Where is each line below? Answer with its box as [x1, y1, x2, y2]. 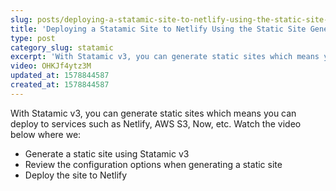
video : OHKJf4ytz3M [10, 61, 92, 71]
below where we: [10, 128, 82, 140]
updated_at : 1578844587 [10, 71, 110, 81]
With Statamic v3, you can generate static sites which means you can [10, 107, 297, 119]
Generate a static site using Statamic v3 [24, 147, 190, 160]
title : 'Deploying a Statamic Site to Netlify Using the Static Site [10, 24, 307, 34]
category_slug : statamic [10, 42, 114, 53]
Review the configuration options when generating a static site [24, 158, 283, 170]
